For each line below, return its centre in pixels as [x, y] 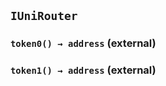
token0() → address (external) [83, 43]
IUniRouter [44, 16]
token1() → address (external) [83, 70]
